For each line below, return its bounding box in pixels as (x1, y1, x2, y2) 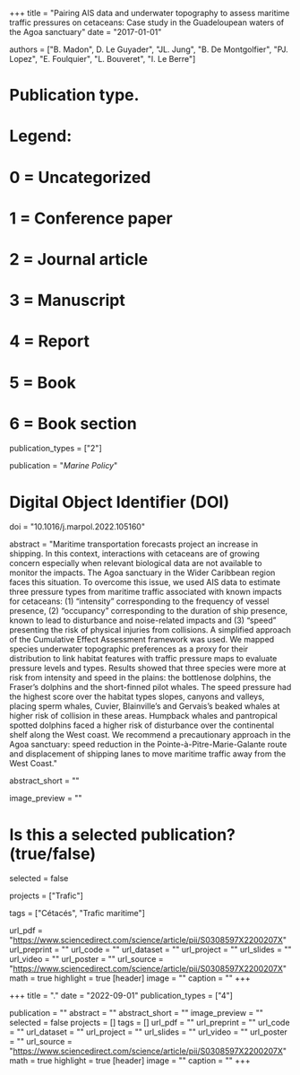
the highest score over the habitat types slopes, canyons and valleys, (9, 691, 265, 703)
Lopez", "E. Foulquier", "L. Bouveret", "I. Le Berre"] (9, 54, 196, 64)
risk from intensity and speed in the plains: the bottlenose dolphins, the (9, 672, 271, 683)
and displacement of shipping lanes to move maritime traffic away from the (9, 748, 287, 759)
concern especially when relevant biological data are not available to (9, 558, 262, 569)
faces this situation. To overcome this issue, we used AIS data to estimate (9, 577, 280, 588)
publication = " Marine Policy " (9, 460, 118, 471)
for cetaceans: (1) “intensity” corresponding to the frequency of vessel (9, 596, 270, 607)
